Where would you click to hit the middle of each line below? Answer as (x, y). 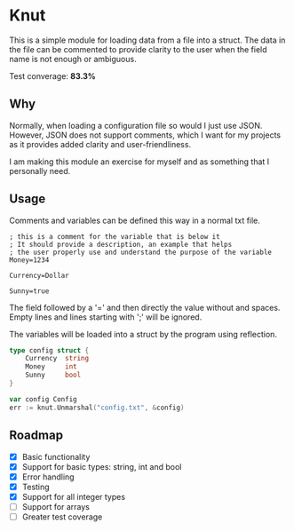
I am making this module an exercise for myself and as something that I (139, 162)
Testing (36, 487)
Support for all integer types (74, 496)
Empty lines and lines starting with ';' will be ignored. (106, 317)
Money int (51, 367)
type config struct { (49, 350)
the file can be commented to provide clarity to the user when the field (139, 49)
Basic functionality (56, 456)
